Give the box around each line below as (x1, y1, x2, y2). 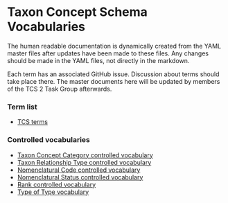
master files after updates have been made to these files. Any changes (7, 49, 209, 58)
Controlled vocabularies (7, 135, 90, 145)
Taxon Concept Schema (7, 4, 148, 20)
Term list (7, 102, 37, 112)
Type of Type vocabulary (17, 188, 89, 196)
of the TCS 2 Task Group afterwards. (7, 85, 112, 93)
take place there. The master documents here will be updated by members (7, 77, 220, 85)
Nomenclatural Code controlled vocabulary (17, 166, 141, 174)
